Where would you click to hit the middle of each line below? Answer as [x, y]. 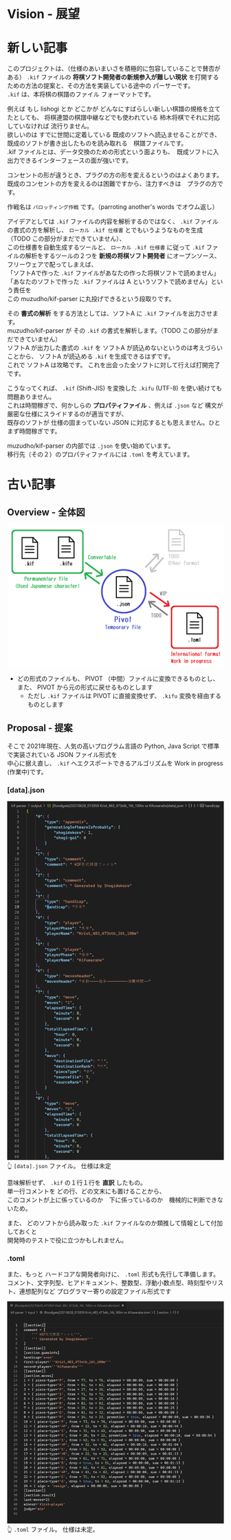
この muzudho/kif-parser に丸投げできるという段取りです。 [91, 299]
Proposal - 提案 [40, 728]
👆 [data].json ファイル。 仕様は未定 [59, 1166]
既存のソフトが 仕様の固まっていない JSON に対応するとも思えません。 [108, 423]
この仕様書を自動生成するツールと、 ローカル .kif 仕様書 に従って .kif [106, 247]
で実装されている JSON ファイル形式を [62, 754]
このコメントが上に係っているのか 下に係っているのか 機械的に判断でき [112, 1200]
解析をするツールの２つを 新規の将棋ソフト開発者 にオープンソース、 [123, 256]
